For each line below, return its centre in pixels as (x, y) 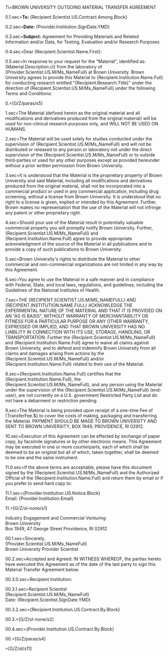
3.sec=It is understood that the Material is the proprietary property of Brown (84, 175)
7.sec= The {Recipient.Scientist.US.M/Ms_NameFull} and (71, 300)
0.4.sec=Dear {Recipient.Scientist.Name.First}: (53, 52)
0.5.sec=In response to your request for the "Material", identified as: (75, 61)
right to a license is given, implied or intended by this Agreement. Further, (81, 202)
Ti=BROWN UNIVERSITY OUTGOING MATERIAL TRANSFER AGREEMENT (81, 7)
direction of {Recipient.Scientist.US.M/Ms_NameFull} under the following (80, 88)
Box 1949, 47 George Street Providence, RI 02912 (56, 529)
